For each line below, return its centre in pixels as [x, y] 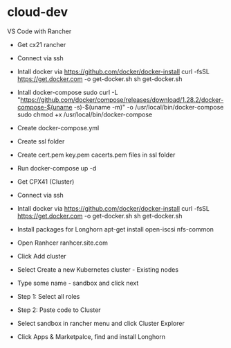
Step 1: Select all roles [48, 296]
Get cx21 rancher [41, 44]
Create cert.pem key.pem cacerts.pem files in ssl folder [96, 155]
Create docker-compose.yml [58, 128]
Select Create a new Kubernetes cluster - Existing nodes [98, 269]
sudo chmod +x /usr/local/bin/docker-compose [85, 114]
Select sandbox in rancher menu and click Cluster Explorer [101, 323]
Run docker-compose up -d [57, 168]
